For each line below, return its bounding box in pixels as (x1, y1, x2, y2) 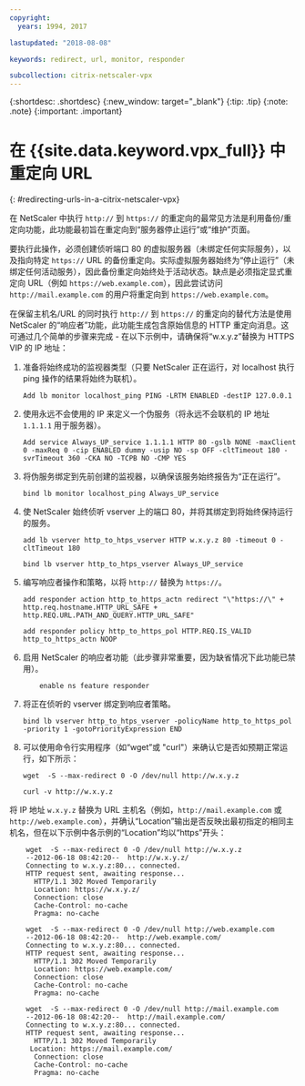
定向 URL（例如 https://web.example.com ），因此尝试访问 (9, 278, 223, 289)
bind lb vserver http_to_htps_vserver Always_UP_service (22, 560, 244, 569)
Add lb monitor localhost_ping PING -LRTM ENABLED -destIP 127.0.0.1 (22, 391, 293, 401)
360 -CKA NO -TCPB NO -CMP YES (67, 454, 187, 463)
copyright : (9, 13, 51, 23)
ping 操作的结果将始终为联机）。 (22, 373, 142, 384)
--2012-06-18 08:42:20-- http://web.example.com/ (25, 933, 222, 942)
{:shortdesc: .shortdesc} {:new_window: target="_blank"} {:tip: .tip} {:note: (9, 96, 289, 107)
